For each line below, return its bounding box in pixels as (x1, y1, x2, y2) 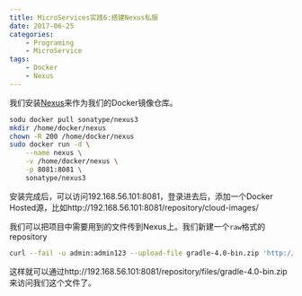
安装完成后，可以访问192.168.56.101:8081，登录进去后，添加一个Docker (9, 190, 274, 202)
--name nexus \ (25, 149, 83, 158)
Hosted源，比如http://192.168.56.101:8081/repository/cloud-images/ (9, 202, 259, 213)
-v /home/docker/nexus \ (25, 157, 119, 166)
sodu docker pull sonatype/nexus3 (9, 115, 139, 124)
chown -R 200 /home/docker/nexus (9, 132, 135, 141)
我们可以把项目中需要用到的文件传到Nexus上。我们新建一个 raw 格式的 (9, 221, 266, 231)
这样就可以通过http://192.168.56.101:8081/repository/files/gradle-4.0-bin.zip (9, 266, 288, 276)
